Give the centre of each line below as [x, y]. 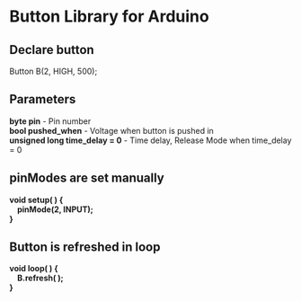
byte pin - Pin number [50, 121]
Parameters [43, 99]
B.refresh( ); [41, 278]
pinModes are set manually [87, 178]
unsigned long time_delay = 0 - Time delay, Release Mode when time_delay [150, 140]
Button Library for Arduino [109, 17]
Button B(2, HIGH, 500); [53, 71]
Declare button [52, 50]
